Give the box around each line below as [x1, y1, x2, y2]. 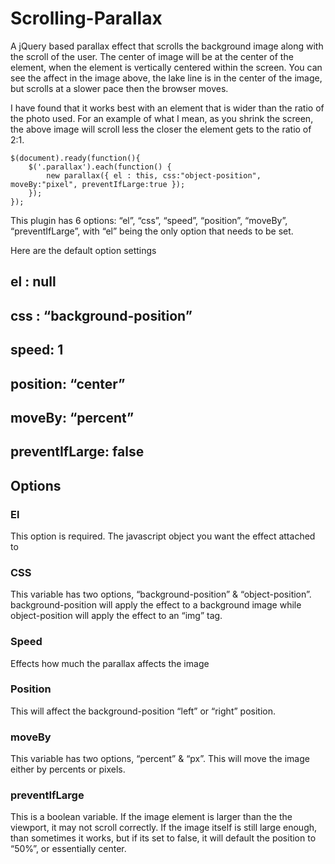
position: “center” [10, 375, 126, 392]
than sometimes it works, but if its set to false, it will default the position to [10, 832, 317, 844]
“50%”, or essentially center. [10, 843, 127, 855]
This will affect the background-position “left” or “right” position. [10, 705, 276, 717]
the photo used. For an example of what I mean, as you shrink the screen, [10, 112, 314, 124]
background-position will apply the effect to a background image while [10, 599, 302, 611]
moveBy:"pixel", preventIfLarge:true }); [10, 179, 186, 189]
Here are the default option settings [10, 244, 157, 256]
